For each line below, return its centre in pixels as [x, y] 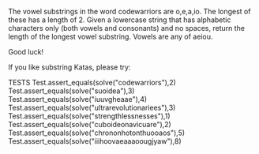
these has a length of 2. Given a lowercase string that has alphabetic [120, 20]
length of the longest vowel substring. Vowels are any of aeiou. [111, 36]
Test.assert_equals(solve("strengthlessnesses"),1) [89, 116]
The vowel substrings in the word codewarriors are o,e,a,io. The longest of [129, 11]
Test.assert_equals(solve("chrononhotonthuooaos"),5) [97, 133]
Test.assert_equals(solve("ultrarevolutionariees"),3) [92, 107]
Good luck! [26, 52]
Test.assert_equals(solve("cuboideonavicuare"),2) [90, 124]
